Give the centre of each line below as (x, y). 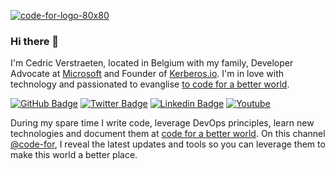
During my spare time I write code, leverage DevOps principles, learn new (162, 123)
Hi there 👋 (35, 41)
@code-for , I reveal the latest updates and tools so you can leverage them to (168, 144)
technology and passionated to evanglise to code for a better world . (150, 84)
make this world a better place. (74, 155)
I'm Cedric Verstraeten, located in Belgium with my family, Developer (152, 63)
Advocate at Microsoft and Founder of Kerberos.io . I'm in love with (147, 74)
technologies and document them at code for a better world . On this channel (168, 134)
